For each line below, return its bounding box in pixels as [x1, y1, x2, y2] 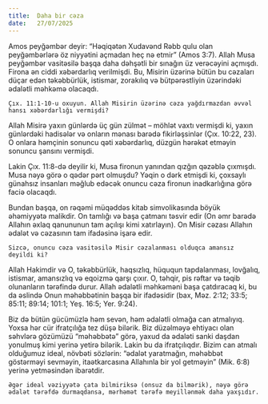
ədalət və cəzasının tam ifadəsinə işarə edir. [8, 228, 153, 237]
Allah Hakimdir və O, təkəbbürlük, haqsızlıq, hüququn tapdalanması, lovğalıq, [8, 265, 261, 274]
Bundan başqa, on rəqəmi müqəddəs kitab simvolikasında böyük [8, 202, 221, 212]
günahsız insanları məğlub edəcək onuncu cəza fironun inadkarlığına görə [8, 178, 252, 188]
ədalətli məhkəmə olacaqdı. [8, 83, 99, 93]
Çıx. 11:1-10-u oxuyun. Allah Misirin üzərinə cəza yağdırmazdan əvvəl [8, 99, 252, 107]
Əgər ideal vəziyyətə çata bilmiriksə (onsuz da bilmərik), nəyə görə [8, 381, 249, 389]
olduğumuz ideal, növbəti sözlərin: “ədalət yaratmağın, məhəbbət [8, 348, 223, 358]
